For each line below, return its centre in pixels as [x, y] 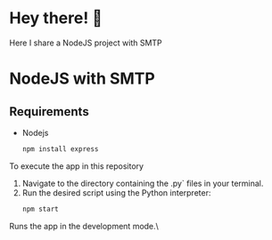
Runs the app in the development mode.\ [84, 226]
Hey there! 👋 [56, 18]
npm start [41, 209]
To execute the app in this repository [77, 166]
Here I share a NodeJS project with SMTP [86, 43]
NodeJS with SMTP [82, 79]
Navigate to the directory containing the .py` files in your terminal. [143, 183]
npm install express [60, 149]
